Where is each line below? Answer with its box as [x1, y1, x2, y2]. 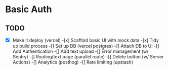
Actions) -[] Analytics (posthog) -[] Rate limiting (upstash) [12, 59, 133, 65]
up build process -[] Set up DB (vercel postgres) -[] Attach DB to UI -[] [12, 43, 159, 49]
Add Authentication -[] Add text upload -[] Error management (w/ [12, 48, 149, 54]
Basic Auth [5, 4, 52, 15]
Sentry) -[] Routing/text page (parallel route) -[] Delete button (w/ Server [12, 54, 164, 60]
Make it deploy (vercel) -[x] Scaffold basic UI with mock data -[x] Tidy [12, 37, 159, 43]
